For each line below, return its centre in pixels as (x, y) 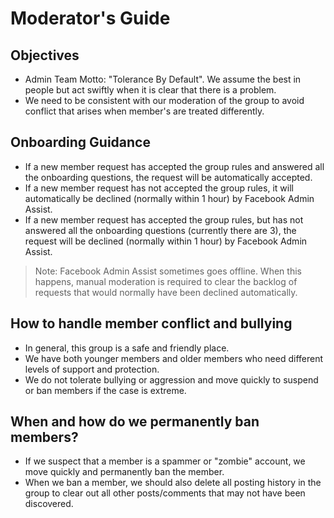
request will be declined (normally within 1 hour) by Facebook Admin (166, 241)
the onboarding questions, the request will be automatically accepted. (168, 177)
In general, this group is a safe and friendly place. (127, 348)
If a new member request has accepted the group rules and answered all (174, 166)
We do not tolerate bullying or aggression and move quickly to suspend (171, 379)
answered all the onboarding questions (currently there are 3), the (160, 230)
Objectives (45, 55)
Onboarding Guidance (80, 142)
